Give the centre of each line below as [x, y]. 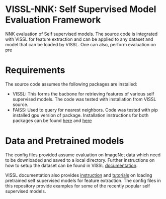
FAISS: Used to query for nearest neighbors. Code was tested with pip [85, 110]
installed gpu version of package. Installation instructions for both [80, 115]
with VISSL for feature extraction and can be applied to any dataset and [79, 39]
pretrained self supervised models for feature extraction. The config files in [83, 180]
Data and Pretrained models [65, 141]
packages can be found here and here [52, 120]
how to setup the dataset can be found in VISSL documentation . [71, 165]
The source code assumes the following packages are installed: [71, 84]
